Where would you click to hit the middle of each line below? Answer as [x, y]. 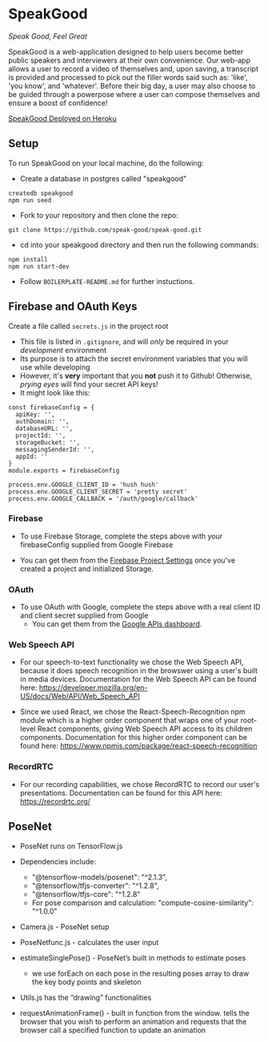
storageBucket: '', [48, 442]
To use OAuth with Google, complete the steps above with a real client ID [140, 607]
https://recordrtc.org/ [55, 801]
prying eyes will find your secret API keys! [89, 384]
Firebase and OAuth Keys [73, 307]
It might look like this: [55, 392]
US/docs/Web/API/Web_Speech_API [80, 696]
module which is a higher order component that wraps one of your [129, 720]
